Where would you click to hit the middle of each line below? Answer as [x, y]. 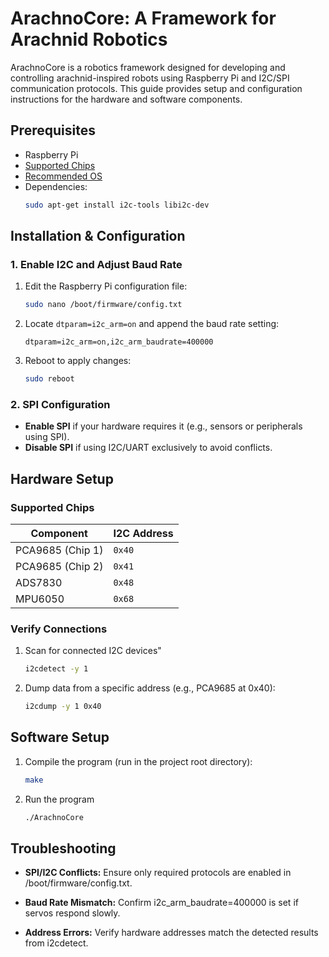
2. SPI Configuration [60, 404]
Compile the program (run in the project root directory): [138, 761]
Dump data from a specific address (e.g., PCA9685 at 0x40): [150, 688]
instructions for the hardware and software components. [126, 99]
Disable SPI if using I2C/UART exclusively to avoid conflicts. [148, 448]
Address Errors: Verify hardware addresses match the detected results [171, 933]
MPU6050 [40, 599]
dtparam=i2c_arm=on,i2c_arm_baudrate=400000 [119, 342]
